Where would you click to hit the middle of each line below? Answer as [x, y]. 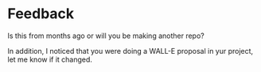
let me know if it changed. [50, 59]
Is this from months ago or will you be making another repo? [106, 36]
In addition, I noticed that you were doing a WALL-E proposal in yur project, [130, 51]
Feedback [41, 14]
